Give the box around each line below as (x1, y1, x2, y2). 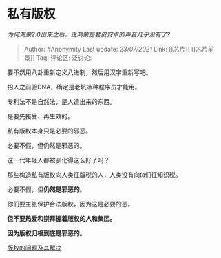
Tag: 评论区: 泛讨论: (36, 53, 92, 62)
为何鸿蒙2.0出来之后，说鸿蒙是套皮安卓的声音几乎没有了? (7, 30, 171, 39)
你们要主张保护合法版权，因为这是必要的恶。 (7, 200, 134, 208)
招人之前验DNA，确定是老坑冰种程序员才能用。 (7, 83, 141, 91)
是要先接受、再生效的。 (7, 111, 74, 120)
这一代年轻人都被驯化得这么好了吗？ (7, 155, 110, 164)
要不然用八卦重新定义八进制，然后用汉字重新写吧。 (7, 68, 152, 76)
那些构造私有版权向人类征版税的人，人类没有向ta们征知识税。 (7, 170, 182, 179)
